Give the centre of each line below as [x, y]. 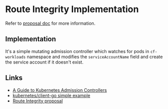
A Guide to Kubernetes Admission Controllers [60, 90]
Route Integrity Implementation [72, 9]
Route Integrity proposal [38, 101]
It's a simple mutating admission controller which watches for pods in [77, 51]
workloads [16, 57]
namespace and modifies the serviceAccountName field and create [95, 57]
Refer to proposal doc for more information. [50, 23]
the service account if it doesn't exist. [44, 62]
